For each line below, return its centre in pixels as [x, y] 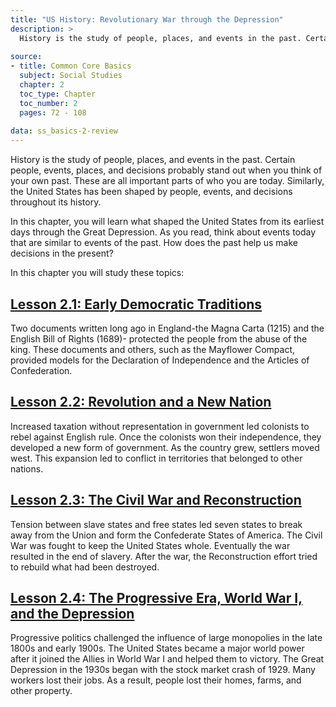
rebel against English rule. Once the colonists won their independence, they [166, 437]
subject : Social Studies [71, 76]
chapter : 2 [42, 85]
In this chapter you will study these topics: [97, 273]
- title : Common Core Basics [71, 66]
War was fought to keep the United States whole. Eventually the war [150, 545]
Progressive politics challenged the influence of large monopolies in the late [166, 638]
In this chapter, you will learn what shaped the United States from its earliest [167, 222]
